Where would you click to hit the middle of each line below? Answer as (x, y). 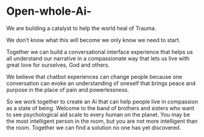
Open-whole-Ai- (49, 11)
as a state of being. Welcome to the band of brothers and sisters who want (100, 108)
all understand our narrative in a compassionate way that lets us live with (98, 58)
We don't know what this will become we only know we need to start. (93, 40)
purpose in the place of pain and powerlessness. (68, 89)
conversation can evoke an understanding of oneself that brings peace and (101, 83)
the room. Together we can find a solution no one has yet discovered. (94, 127)
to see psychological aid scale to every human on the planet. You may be (98, 114)
